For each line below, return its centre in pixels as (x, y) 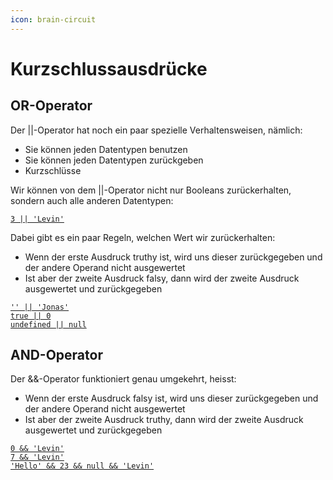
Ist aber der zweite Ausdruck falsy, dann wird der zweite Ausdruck (162, 278)
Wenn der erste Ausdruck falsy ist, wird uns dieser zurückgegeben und (171, 398)
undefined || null (48, 324)
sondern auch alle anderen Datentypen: (92, 200)
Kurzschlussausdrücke (109, 68)
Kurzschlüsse (53, 170)
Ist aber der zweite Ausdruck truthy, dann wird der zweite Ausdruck (164, 420)
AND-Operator (56, 355)
